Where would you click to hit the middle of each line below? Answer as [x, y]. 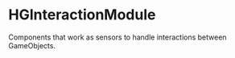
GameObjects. [32, 45]
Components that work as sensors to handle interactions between [117, 37]
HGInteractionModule [82, 15]
